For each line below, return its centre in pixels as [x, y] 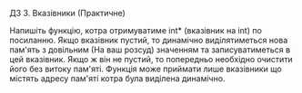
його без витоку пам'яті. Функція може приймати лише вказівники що [146, 69]
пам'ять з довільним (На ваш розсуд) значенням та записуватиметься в [150, 50]
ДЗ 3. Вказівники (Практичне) [67, 13]
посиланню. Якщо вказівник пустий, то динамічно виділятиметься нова [149, 40]
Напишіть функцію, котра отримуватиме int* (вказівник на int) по [136, 30]
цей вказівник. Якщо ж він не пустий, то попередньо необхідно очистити [151, 59]
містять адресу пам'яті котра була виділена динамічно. [117, 79]
